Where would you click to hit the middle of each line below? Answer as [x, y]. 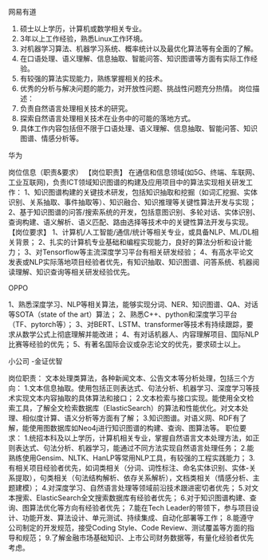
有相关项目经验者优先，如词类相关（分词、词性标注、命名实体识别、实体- [129, 468]
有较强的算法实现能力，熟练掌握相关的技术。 [93, 79]
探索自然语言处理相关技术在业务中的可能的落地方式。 [107, 118]
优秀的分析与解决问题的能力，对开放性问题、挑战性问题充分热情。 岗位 [136, 89]
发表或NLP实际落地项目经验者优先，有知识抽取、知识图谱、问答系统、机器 [130, 262]
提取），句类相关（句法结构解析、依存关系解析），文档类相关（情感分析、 [134, 478]
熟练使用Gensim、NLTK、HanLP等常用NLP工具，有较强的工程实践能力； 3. [132, 458]
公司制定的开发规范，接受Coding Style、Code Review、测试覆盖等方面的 [128, 528]
